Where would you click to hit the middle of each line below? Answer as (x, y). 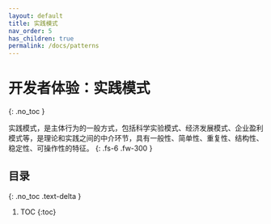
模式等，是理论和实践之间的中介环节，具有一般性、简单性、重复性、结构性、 (136, 138)
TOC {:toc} (38, 212)
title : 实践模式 (33, 23)
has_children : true (41, 38)
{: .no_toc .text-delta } (45, 196)
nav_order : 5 (30, 31)
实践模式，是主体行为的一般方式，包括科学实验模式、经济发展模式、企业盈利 (136, 128)
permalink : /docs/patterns (54, 46)
